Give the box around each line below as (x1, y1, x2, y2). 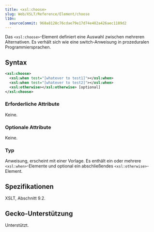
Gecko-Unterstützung (5, 209, 73, 217)
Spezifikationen (5, 182, 54, 191)
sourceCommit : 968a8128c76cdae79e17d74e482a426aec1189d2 (9, 20, 127, 26)
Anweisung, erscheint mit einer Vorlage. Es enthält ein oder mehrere (5, 158, 141, 164)
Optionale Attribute (5, 124, 51, 131)
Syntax (5, 58, 27, 66)
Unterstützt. (5, 222, 29, 228)
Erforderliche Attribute (5, 100, 60, 107)
